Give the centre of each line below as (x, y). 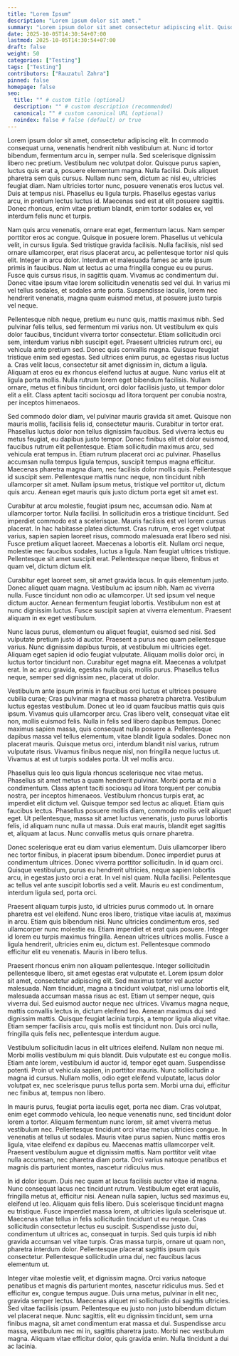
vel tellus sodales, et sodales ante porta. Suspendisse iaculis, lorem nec (113, 290)
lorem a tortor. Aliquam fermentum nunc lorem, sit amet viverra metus (110, 1122)
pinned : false (28, 80)
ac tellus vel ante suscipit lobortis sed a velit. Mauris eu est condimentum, (116, 885)
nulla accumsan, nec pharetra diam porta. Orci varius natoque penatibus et (117, 1159)
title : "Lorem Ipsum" (39, 14)
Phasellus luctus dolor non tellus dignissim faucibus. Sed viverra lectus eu (116, 431)
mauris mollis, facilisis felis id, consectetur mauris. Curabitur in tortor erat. (116, 424)
